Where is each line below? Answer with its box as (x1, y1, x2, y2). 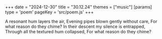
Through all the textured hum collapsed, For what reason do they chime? (5, 29, 152, 34)
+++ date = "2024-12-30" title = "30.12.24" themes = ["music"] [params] (5, 4, 152, 10)
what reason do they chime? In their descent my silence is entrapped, (5, 24, 145, 29)
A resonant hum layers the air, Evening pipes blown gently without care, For (5, 19, 158, 24)
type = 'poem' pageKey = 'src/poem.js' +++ (5, 9, 94, 15)
